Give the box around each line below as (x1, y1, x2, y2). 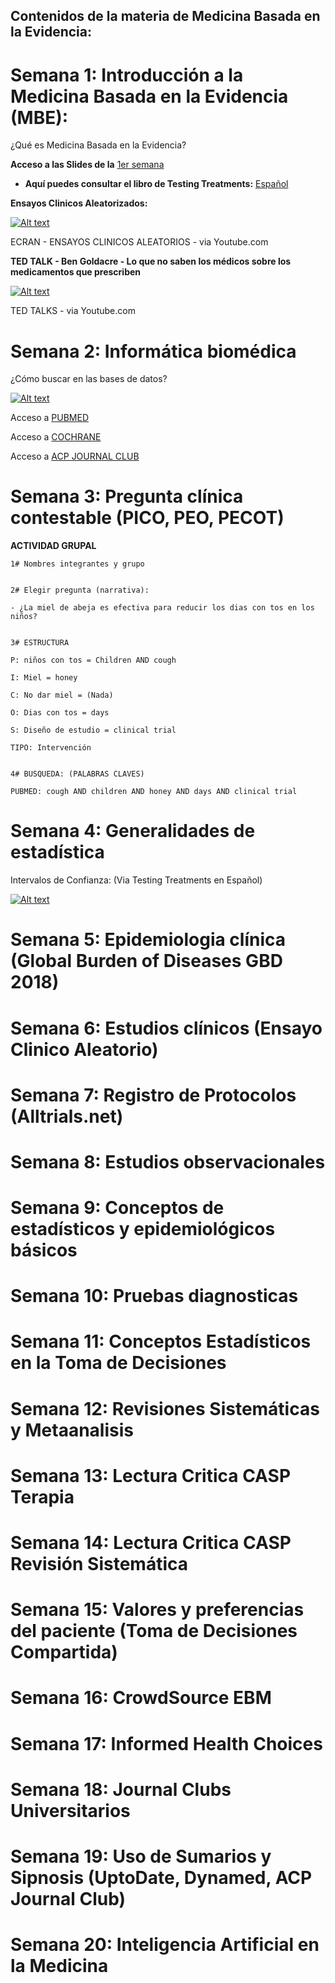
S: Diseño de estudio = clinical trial (10, 725, 177, 736)
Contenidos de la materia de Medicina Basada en (10, 8, 321, 25)
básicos (10, 1239, 78, 1262)
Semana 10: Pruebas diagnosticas (10, 1285, 299, 1308)
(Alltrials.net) (10, 1105, 124, 1128)
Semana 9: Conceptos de (10, 1197, 225, 1219)
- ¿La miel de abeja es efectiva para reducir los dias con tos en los (10, 603, 315, 613)
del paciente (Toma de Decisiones (10, 1620, 298, 1643)
